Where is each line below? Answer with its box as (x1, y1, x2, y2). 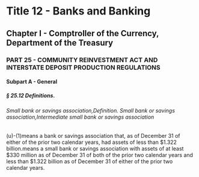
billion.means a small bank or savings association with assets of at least (6, 144, 184, 152)
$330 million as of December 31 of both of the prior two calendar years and (6, 151, 194, 158)
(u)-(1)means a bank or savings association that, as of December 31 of (6, 132, 180, 139)
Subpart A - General (6, 78, 58, 85)
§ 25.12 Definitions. (6, 92, 55, 99)
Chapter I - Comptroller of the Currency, (6, 28, 159, 39)
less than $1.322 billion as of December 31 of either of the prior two (6, 158, 173, 165)
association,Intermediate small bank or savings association (6, 113, 155, 121)
